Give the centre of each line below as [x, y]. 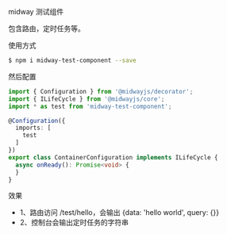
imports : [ [33, 128]
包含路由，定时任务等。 [46, 29]
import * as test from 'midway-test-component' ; [90, 106]
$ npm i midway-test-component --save [72, 60]
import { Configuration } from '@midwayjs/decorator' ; [101, 91]
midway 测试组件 [36, 12]
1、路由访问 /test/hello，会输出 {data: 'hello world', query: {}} [119, 213]
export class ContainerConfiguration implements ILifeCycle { [113, 157]
